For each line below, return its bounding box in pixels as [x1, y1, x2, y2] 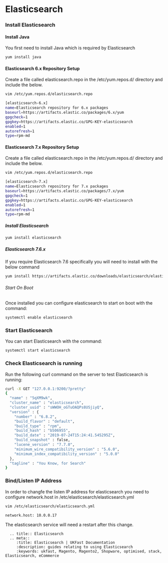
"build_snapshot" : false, [14, 437, 70, 443]
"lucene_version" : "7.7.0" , [14, 442, 75, 447]
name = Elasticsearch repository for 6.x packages [5, 105, 108, 111]
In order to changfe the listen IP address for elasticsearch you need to [5, 488, 149, 494]
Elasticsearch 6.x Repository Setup [5, 65, 80, 71]
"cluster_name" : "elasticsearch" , [9, 400, 84, 405]
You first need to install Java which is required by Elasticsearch [5, 45, 135, 51]
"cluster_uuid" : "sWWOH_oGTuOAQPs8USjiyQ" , [9, 405, 104, 410]
